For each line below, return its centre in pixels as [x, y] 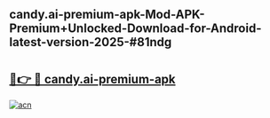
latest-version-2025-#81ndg [91, 42]
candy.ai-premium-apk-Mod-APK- [107, 15]
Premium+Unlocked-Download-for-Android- [135, 29]
